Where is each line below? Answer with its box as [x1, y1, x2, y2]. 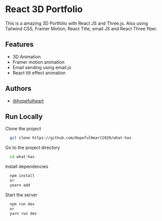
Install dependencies [5, 163, 49, 170]
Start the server [5, 192, 38, 198]
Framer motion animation [12, 59, 64, 65]
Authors [5, 84, 32, 93]
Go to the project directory [5, 145, 60, 151]
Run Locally [5, 112, 43, 121]
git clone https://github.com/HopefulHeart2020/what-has [10, 135, 132, 141]
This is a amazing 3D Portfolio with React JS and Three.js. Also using [5, 20, 148, 26]
